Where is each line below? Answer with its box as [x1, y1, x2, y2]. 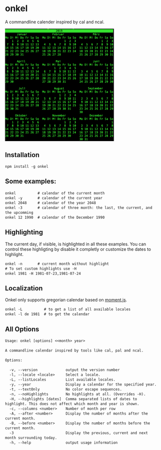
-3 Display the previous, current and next [9, 431, 148, 435]
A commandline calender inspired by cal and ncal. [5, 19, 105, 25]
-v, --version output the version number [9, 368, 120, 372]
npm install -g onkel [5, 164, 49, 169]
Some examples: [5, 177, 57, 186]
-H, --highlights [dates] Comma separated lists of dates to [9, 397, 137, 402]
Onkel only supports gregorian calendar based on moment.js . [5, 297, 127, 303]
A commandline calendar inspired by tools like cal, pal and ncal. [5, 348, 144, 353]
